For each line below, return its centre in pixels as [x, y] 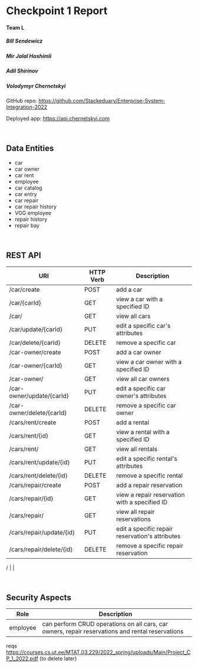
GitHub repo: [22, 100]
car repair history [36, 206]
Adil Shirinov [22, 71]
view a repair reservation [150, 494]
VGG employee [33, 213]
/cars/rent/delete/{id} [38, 475]
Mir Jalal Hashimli [29, 56]
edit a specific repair [144, 529]
